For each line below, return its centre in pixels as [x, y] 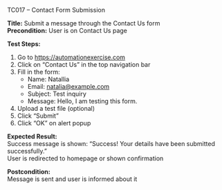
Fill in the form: [38, 72]
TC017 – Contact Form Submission [56, 10]
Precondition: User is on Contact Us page [67, 31]
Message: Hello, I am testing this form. [82, 101]
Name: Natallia [48, 79]
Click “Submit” [38, 116]
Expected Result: [32, 136]
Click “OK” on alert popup [54, 123]
